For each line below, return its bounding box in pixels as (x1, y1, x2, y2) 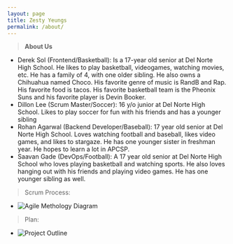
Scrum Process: (24, 188, 71, 196)
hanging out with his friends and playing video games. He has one (17, 167, 209, 175)
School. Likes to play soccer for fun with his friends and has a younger (17, 108, 222, 116)
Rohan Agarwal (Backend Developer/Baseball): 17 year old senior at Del (17, 123, 223, 131)
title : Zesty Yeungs (7, 17, 68, 24)
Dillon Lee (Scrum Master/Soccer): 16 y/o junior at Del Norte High (17, 101, 206, 109)
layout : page (7, 10, 45, 17)
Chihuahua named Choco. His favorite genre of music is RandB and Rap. (17, 78, 227, 87)
